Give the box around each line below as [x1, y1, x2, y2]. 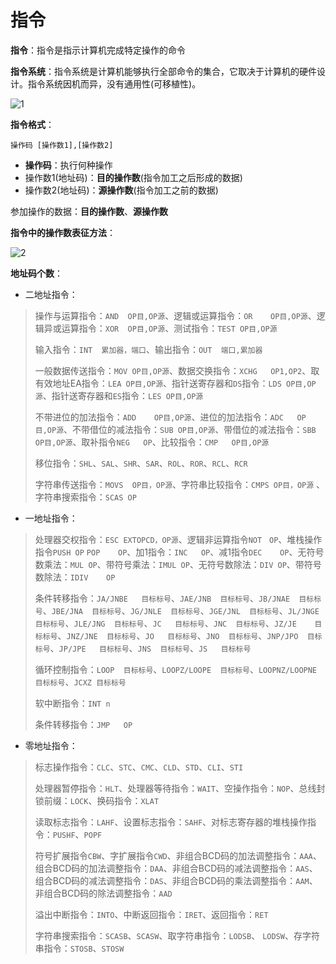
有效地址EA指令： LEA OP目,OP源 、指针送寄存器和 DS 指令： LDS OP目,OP [34, 377, 317, 389]
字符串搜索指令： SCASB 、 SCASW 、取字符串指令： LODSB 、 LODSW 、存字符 [34, 929, 320, 941]
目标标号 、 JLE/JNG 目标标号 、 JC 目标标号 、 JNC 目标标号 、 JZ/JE [34, 617, 297, 629]
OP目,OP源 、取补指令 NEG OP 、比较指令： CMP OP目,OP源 [34, 436, 270, 448]
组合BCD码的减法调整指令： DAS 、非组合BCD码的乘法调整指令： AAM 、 [34, 874, 318, 886]
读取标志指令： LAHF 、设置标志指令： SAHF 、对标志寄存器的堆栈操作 [34, 816, 308, 828]
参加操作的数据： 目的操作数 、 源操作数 [10, 205, 168, 217]
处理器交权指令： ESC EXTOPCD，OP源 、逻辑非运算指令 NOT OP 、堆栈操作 [34, 533, 323, 545]
